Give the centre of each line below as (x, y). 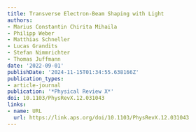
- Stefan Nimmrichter (39, 53)
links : (17, 105)
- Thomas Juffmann (34, 59)
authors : (20, 20)
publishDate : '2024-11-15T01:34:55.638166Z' (73, 72)
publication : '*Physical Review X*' (61, 91)
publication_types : (36, 79)
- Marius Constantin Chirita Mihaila (62, 27)
